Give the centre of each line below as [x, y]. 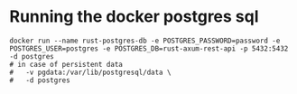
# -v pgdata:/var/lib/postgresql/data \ [90, 72]
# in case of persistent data [66, 64]
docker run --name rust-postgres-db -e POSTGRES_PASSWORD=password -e [145, 41]
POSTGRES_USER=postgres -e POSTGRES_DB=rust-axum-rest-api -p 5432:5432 [149, 48]
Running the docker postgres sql [134, 17]
